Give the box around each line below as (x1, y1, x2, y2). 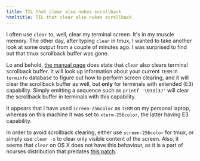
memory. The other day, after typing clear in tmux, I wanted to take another (6, 37, 192, 44)
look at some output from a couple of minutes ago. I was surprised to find (6, 43, 187, 51)
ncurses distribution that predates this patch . (6, 147, 117, 155)
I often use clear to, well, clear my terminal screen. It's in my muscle (6, 30, 174, 38)
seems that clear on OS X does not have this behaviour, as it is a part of (6, 141, 183, 148)
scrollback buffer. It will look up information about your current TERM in (6, 67, 178, 75)
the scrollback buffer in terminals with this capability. (6, 93, 136, 100)
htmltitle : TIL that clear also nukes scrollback (6, 14, 133, 20)
